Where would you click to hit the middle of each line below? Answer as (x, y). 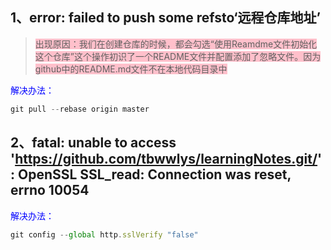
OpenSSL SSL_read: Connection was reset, (154, 174)
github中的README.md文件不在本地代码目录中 (131, 69)
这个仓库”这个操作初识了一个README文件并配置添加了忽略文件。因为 (178, 56)
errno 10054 (50, 190)
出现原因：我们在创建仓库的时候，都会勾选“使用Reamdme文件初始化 (176, 44)
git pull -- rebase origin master (80, 109)
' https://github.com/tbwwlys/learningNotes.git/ (164, 159)
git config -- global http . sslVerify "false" (104, 234)
